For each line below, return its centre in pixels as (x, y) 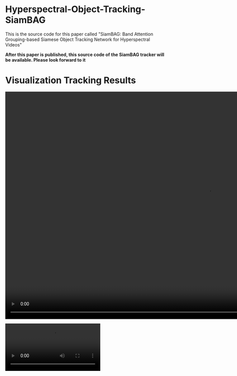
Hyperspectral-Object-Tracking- (75, 9)
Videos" (14, 44)
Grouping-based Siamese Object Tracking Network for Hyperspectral (78, 39)
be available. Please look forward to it (46, 60)
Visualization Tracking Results (71, 81)
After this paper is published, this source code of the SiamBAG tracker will (85, 55)
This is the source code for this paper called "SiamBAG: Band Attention (79, 34)
